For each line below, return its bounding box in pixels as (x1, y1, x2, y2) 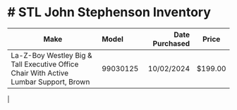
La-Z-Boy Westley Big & (11, 50, 93, 60)
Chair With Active (11, 68, 69, 78)
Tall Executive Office (11, 59, 79, 69)
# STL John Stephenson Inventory (7, 4, 212, 20)
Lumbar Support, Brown (11, 77, 90, 87)
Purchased (152, 38, 190, 48)
